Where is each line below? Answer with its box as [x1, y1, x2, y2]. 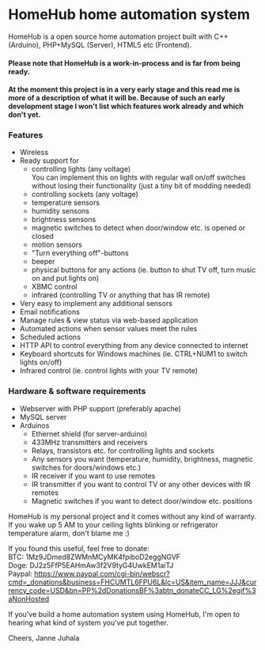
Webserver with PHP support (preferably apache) [19, 403, 182, 413]
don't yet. [8, 110, 41, 119]
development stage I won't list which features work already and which [8, 101, 244, 111]
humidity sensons [31, 206, 89, 216]
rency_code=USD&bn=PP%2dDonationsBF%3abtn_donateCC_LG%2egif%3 [8, 585, 256, 595]
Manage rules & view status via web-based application [19, 316, 199, 325]
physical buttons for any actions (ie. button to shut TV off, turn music [31, 265, 256, 274]
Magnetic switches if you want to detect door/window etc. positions [31, 496, 253, 505]
